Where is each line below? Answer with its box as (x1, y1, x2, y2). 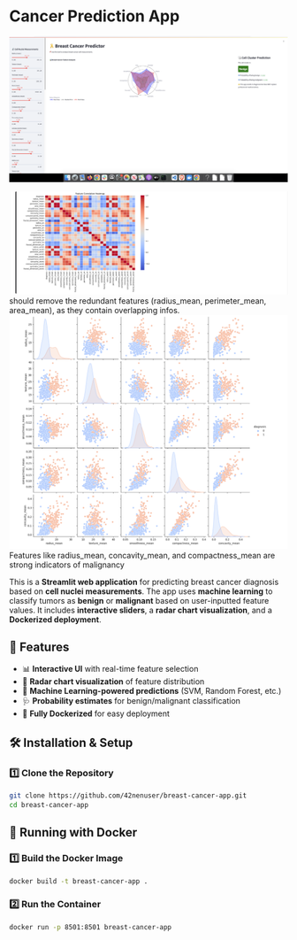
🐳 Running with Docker (9, 825, 138, 840)
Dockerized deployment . (9, 613, 102, 625)
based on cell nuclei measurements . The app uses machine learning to (9, 586, 273, 597)
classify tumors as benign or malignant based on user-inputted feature (9, 595, 270, 605)
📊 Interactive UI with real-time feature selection (21, 664, 199, 674)
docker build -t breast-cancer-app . (9, 876, 148, 886)
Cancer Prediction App (9, 6, 180, 27)
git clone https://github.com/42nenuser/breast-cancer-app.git (9, 791, 247, 800)
